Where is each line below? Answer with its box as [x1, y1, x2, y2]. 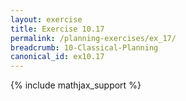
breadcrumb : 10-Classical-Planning [10, 42, 159, 53]
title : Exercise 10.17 [10, 24, 105, 34]
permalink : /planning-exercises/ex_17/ [10, 33, 177, 43]
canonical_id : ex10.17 [10, 52, 105, 62]
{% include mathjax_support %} [10, 79, 142, 91]
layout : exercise [10, 14, 83, 25]
